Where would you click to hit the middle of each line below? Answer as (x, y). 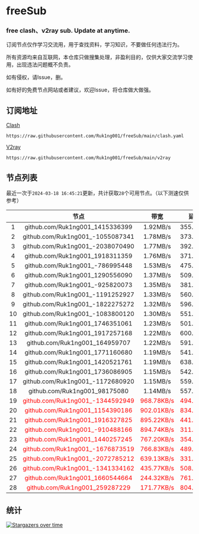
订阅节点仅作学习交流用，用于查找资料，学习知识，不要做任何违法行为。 (94, 45)
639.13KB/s (157, 459)
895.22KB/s (157, 420)
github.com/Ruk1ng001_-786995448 (78, 266)
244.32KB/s (157, 478)
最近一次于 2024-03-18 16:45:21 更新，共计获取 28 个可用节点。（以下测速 (92, 193)
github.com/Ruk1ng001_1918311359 (78, 256)
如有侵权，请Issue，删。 (36, 77)
